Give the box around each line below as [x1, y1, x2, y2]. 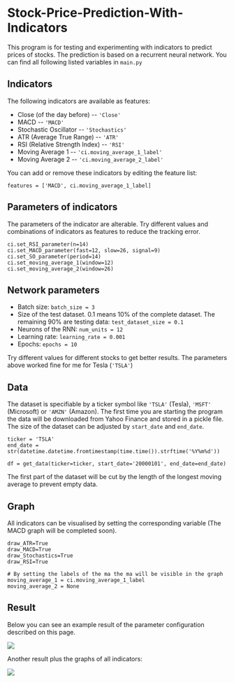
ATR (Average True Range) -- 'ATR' [17, 132, 119, 141]
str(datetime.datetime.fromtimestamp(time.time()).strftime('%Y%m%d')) [7, 448, 220, 455]
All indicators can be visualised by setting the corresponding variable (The [7, 519, 221, 527]
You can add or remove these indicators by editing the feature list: [7, 168, 198, 177]
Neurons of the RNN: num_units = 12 [17, 325, 124, 333]
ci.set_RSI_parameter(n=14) [7, 240, 89, 248]
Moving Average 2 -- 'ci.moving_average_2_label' [17, 155, 164, 163]
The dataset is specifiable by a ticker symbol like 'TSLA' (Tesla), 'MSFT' [7, 400, 212, 408]
